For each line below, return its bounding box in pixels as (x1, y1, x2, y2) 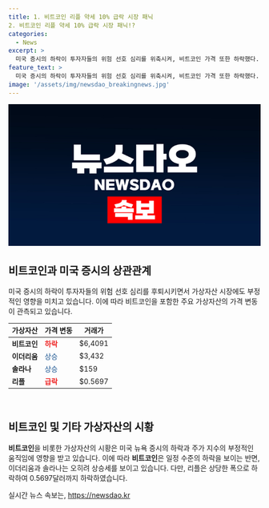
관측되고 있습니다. (16, 306, 73, 316)
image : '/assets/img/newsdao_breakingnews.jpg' (8, 80, 171, 88)
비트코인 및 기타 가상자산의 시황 (8, 421, 155, 434)
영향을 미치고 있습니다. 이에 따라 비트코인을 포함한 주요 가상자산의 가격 (22, 296, 243, 306)
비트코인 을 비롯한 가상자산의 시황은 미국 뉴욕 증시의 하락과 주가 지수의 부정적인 (8, 443, 255, 453)
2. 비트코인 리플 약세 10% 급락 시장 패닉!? (8, 21, 136, 30)
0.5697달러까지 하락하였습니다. (29, 473, 128, 482)
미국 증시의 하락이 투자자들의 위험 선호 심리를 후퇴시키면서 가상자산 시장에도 (8, 286, 246, 296)
